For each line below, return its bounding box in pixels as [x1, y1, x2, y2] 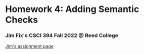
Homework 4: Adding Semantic [5, 3, 139, 15]
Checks [5, 14, 38, 25]
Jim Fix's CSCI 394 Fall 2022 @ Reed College [5, 32, 119, 39]
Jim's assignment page [5, 43, 54, 49]
